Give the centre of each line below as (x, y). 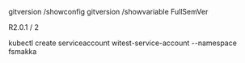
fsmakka (23, 51)
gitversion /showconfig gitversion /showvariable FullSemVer (108, 12)
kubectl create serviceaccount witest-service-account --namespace (122, 43)
